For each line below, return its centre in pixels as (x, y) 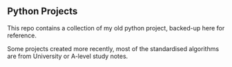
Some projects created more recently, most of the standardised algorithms (113, 48)
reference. (22, 35)
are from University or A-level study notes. (68, 56)
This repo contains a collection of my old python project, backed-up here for (116, 28)
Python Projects (42, 11)
